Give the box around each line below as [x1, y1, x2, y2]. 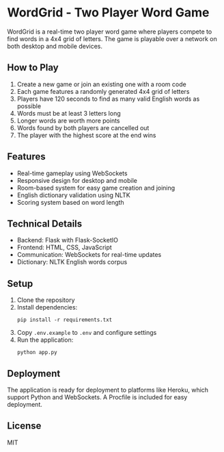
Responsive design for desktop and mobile [16, 176, 138, 184]
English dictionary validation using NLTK [16, 190, 131, 199]
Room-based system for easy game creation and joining [16, 184, 176, 192]
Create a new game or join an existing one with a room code [16, 80, 186, 88]
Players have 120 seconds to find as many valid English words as [16, 95, 200, 103]
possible [16, 101, 42, 110]
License [7, 420, 42, 432]
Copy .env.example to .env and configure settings [16, 329, 157, 337]
